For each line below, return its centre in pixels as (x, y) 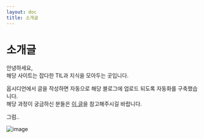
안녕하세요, (20, 68)
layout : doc (21, 12)
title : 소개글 (22, 18)
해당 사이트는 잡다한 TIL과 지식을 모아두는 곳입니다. (67, 76)
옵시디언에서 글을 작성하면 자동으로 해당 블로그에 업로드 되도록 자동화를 (91, 89)
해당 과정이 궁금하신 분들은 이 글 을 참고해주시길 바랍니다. (74, 104)
